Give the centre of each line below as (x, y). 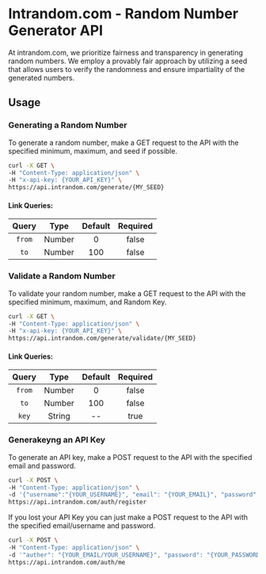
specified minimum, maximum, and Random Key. (87, 302)
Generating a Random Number (68, 125)
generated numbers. (42, 78)
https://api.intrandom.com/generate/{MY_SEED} (86, 188)
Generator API (56, 30)
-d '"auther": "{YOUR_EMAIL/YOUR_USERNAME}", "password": (106, 555)
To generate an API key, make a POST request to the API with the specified (130, 457)
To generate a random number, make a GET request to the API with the (123, 143)
